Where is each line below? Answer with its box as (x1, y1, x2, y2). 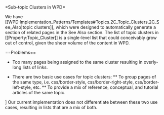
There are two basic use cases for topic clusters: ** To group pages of (12, 74, 157, 79)
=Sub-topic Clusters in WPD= (5, 4, 66, 10)
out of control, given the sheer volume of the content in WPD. (5, 40, 130, 46)
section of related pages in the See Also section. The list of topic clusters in (5, 30, 159, 35)
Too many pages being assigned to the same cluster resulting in (12, 59, 143, 65)
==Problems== (5, 49, 36, 55)
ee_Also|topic (5, 24, 33, 30)
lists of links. (22, 64, 48, 70)
